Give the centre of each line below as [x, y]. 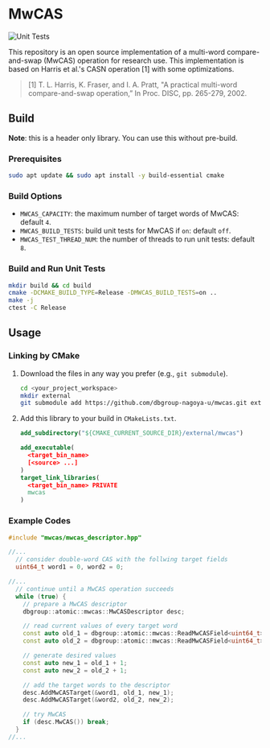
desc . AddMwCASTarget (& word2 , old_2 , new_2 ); [98, 700]
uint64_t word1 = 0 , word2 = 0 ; [70, 567]
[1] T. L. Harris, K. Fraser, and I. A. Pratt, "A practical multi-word [133, 85]
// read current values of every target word [100, 626]
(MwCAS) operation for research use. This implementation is [144, 60]
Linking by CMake [44, 356]
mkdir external [45, 395]
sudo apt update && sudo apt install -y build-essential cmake [117, 176]
